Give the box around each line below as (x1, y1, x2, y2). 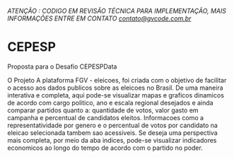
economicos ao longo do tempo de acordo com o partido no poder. (7, 143, 203, 152)
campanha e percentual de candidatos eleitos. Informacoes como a (7, 113, 204, 122)
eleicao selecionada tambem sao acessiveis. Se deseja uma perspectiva (7, 128, 218, 137)
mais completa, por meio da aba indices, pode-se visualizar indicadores (7, 136, 217, 144)
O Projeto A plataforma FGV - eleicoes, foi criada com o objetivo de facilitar (7, 76, 227, 84)
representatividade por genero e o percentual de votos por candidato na (7, 121, 218, 129)
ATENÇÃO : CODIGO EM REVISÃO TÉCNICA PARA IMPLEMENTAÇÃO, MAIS (7, 7, 227, 15)
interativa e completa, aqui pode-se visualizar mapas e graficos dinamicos (7, 90, 225, 99)
